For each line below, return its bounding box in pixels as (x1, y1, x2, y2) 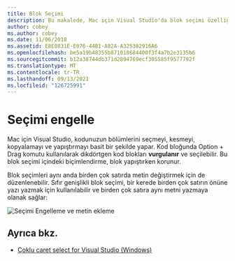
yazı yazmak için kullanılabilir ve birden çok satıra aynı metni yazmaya (7, 186, 208, 195)
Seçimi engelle (7, 112, 95, 128)
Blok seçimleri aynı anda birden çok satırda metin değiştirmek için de (7, 171, 206, 179)
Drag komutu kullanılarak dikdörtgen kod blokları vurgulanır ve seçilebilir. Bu (7, 150, 228, 158)
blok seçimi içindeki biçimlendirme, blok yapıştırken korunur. (7, 157, 182, 166)
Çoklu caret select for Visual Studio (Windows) (17, 246, 152, 254)
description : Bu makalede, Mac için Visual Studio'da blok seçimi (7, 17, 205, 24)
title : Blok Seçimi (7, 10, 64, 17)
